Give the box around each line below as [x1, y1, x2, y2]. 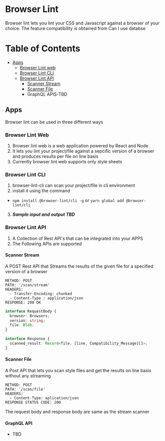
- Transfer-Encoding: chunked [9, 291, 72, 296]
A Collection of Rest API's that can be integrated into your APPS [12, 235, 143, 241]
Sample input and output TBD [12, 211, 76, 218]
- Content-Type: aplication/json [9, 396, 79, 401]
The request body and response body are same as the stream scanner [5, 409, 150, 415]
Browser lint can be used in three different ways [5, 119, 103, 125]
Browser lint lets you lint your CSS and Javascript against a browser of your [5, 20, 160, 26]
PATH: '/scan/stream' [5, 282, 50, 288]
